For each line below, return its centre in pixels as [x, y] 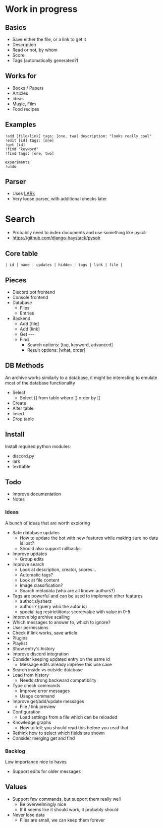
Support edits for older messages [46, 771]
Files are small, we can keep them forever [62, 820]
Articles [20, 93]
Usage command [37, 696]
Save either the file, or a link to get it [49, 39]
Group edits [32, 559]
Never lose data [28, 815]
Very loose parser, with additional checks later [60, 199]
